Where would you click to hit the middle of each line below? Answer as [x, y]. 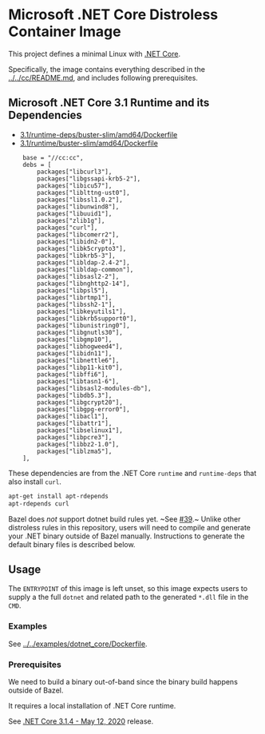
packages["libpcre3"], [75, 437]
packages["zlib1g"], [71, 220]
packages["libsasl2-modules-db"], [94, 388]
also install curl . [35, 482]
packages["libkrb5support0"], [87, 318]
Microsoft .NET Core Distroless [113, 15]
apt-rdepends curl [39, 504]
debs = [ [37, 165]
